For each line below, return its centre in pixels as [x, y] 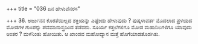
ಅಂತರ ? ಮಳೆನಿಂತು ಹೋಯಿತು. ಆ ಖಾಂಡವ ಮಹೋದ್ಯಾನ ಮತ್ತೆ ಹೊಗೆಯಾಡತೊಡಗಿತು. [83, 34]
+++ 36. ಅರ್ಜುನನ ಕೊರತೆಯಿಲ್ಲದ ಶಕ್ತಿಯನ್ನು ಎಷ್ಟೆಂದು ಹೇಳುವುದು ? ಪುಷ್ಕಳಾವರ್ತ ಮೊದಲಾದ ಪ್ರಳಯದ [99, 21]
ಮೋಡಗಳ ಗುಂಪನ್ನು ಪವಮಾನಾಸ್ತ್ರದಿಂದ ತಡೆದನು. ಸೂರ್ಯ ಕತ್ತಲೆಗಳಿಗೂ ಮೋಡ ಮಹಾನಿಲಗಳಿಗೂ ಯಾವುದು [99, 27]
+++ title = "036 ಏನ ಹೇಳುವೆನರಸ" [43, 9]
